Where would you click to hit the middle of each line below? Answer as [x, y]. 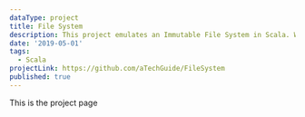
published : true [40, 77]
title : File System [46, 26]
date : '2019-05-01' [46, 43]
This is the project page [54, 102]
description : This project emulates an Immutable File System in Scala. [150, 34]
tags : [20, 52]
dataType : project [44, 18]
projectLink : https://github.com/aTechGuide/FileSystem [117, 69]
